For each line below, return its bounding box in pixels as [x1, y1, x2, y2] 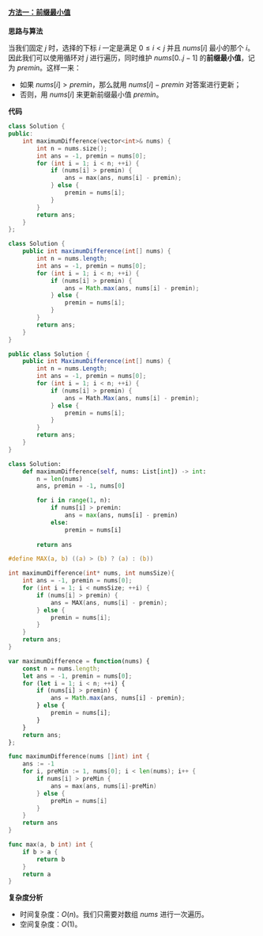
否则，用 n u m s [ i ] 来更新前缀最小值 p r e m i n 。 [19, 90, 163, 99]
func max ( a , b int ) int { [8, 841, 93, 849]
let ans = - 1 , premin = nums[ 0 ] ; [22, 672, 133, 680]
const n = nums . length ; [22, 664, 101, 673]
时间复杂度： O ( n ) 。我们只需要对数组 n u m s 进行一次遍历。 [19, 910, 209, 919]
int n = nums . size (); [36, 144, 108, 152]
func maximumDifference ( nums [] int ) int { [8, 753, 150, 761]
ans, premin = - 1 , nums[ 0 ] [36, 482, 126, 491]
